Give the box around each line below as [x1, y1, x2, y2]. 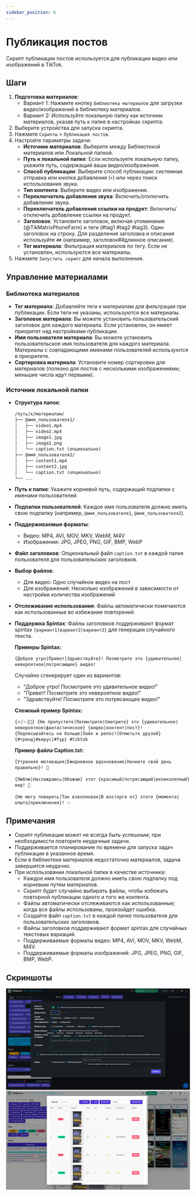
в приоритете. [14, 353, 50, 360]
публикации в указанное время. [14, 850, 95, 857]
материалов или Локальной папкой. [23, 149, 114, 156]
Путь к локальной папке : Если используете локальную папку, [23, 156, 180, 163]
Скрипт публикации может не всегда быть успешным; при [14, 831, 162, 838]
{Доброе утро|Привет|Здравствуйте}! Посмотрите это [14, 656, 143, 662]
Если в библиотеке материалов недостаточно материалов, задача [14, 856, 181, 863]
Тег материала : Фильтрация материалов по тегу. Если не [23, 243, 167, 250]
